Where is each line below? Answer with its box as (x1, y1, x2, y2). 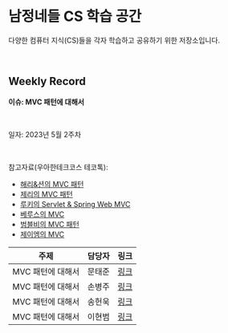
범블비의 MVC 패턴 (19, 219, 80, 229)
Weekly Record (8, 75, 87, 88)
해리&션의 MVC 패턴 (19, 179, 84, 189)
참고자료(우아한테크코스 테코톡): (8, 162, 108, 172)
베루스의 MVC (19, 209, 65, 219)
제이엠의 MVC (19, 229, 65, 239)
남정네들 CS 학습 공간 (8, 7, 142, 26)
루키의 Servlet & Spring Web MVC (19, 199, 131, 209)
